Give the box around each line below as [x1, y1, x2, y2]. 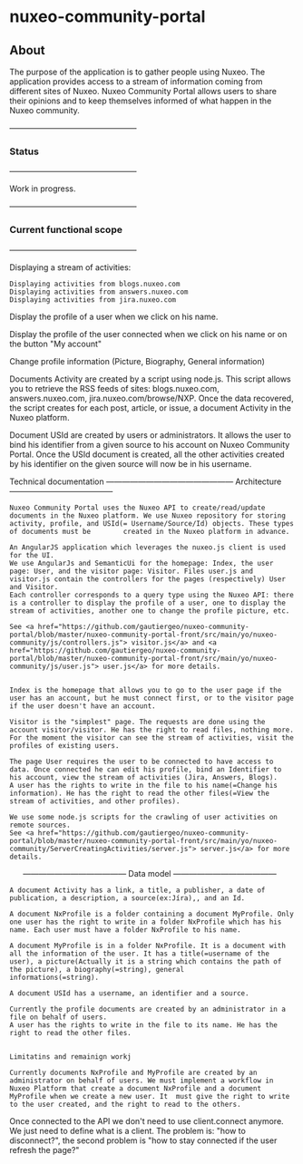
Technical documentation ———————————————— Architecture [9, 476, 282, 487]
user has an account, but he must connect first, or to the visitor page [9, 694, 295, 703]
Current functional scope [9, 224, 122, 237]
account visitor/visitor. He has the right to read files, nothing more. [9, 725, 295, 734]
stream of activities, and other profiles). [9, 796, 181, 806]
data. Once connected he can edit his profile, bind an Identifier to [9, 764, 282, 774]
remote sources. [9, 820, 71, 829]
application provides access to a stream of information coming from [9, 76, 263, 87]
